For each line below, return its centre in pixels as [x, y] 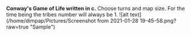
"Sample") [43, 27]
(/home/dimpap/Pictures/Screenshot [51, 21]
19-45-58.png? [158, 21]
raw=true [18, 27]
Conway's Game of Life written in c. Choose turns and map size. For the [96, 8]
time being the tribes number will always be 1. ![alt [68, 15]
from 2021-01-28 [118, 21]
